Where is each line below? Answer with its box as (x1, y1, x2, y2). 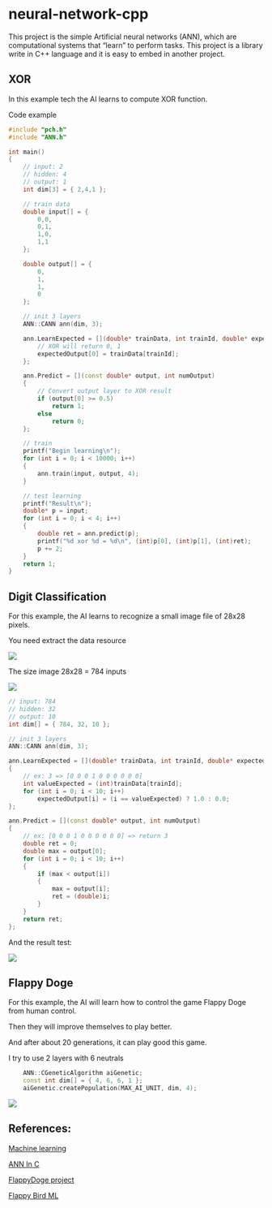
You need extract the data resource (8, 636, 127, 645)
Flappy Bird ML (8, 1190, 59, 1200)
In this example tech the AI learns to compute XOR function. (8, 94, 208, 104)
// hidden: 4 (23, 170, 67, 179)
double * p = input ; (23, 507, 89, 516)
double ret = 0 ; (23, 839, 79, 848)
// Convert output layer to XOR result (37, 387, 172, 395)
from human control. (8, 1006, 77, 1016)
